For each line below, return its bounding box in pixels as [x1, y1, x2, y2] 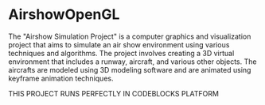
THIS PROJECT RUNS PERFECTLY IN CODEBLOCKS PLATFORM [8, 88, 219, 98]
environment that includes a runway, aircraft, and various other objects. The [8, 57, 257, 66]
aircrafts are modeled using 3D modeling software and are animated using [8, 65, 251, 74]
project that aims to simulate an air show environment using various [8, 39, 230, 49]
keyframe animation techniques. [8, 73, 114, 83]
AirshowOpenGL [8, 6, 120, 24]
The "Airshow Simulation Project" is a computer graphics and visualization [8, 32, 251, 41]
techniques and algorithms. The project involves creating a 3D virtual [8, 48, 235, 58]
